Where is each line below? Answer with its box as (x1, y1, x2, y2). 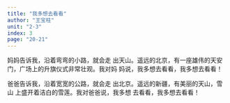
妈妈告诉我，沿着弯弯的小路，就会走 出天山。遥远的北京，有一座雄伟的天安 (7, 56, 223, 65)
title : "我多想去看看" (7, 10, 67, 17)
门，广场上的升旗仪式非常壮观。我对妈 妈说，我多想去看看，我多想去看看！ (7, 65, 223, 73)
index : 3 (7, 29, 33, 37)
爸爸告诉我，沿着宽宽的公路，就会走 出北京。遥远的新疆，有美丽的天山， (7, 79, 217, 88)
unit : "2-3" (7, 23, 42, 30)
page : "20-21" (7, 36, 49, 43)
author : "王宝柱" (7, 17, 54, 24)
